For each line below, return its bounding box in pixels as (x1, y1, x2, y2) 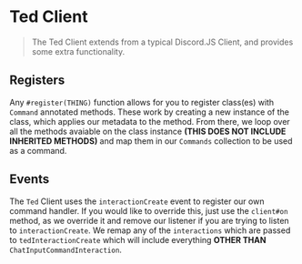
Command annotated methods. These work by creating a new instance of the (9, 107, 289, 117)
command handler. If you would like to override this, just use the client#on (9, 205, 288, 216)
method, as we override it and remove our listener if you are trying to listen (9, 215, 289, 226)
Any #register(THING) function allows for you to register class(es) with (9, 96, 275, 107)
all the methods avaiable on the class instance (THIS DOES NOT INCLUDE (9, 126, 287, 137)
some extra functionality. (31, 46, 126, 56)
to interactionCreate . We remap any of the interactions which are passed (9, 225, 291, 236)
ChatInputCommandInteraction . (9, 244, 123, 255)
